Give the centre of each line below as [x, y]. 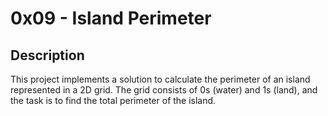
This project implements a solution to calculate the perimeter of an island [160, 79]
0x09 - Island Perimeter [111, 18]
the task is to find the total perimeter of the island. [113, 100]
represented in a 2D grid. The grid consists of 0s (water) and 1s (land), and [164, 90]
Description [47, 55]
